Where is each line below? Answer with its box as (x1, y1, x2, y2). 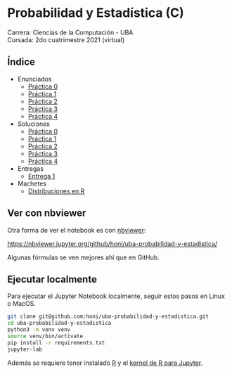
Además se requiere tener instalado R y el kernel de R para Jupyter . (7, 359, 203, 367)
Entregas (17, 164, 44, 173)
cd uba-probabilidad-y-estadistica (7, 320, 112, 327)
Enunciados (17, 75, 52, 83)
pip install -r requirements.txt (7, 339, 105, 346)
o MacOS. (7, 299, 37, 308)
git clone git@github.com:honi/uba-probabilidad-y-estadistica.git (7, 313, 210, 321)
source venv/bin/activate (7, 333, 83, 340)
